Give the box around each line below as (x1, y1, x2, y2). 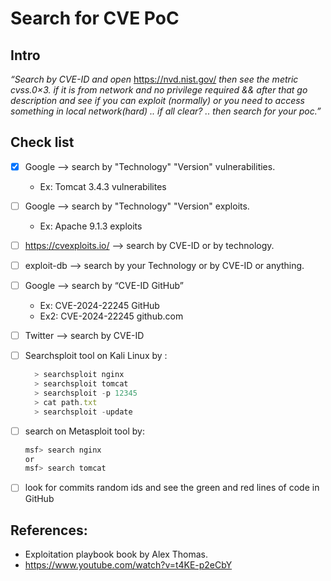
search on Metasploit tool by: (24, 425, 145, 437)
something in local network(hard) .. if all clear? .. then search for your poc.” (10, 105, 322, 117)
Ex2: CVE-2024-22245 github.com (39, 310, 184, 322)
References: (10, 522, 88, 539)
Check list (10, 134, 75, 151)
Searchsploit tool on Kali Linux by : (24, 350, 168, 362)
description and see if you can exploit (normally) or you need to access (10, 95, 305, 106)
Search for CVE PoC (10, 7, 180, 30)
